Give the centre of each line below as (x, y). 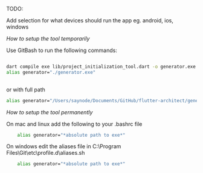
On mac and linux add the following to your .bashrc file (74, 124)
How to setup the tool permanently (50, 112)
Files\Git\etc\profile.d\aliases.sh (46, 153)
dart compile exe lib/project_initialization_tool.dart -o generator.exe (101, 67)
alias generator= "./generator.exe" (51, 72)
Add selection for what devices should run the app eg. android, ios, (90, 20)
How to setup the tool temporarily (48, 38)
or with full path (26, 90)
